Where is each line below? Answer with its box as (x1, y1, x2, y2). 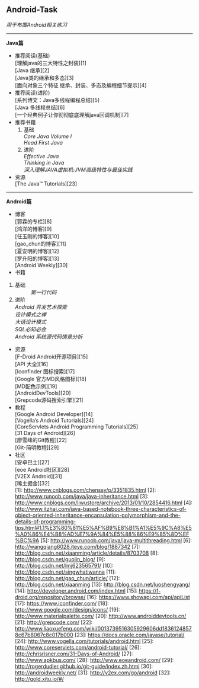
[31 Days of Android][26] (14, 429, 76, 436)
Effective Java (23, 152, 59, 159)
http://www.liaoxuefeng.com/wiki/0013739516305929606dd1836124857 (14, 625, 192, 632)
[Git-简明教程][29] (14, 444, 59, 451)
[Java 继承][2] (14, 66, 50, 73)
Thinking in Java (23, 159, 65, 166)
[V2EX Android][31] (14, 472, 62, 479)
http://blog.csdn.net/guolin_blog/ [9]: (14, 555, 105, 562)
